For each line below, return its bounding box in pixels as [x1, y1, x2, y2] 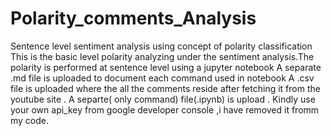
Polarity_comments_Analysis [10, 7, 257, 30]
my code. [10, 114, 50, 126]
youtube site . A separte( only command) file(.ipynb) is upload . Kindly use [10, 93, 316, 105]
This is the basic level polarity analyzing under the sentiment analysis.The [10, 50, 315, 62]
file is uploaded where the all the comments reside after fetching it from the [10, 82, 321, 94]
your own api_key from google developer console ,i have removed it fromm [10, 103, 320, 116]
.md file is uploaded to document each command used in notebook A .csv [10, 72, 315, 84]
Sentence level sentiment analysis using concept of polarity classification [10, 40, 313, 52]
